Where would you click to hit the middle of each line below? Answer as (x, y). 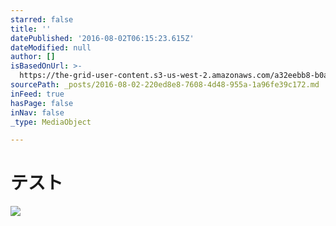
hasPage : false (42, 103)
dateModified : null (51, 47)
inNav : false (37, 112)
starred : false (42, 19)
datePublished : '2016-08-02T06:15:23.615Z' (102, 38)
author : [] (33, 57)
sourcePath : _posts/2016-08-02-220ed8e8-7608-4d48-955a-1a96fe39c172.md (165, 85)
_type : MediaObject (51, 122)
